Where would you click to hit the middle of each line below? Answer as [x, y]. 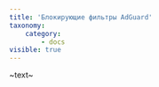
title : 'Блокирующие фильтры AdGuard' [81, 17]
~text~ [21, 75]
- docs [53, 42]
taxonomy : [28, 25]
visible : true [36, 50]
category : [44, 33]
